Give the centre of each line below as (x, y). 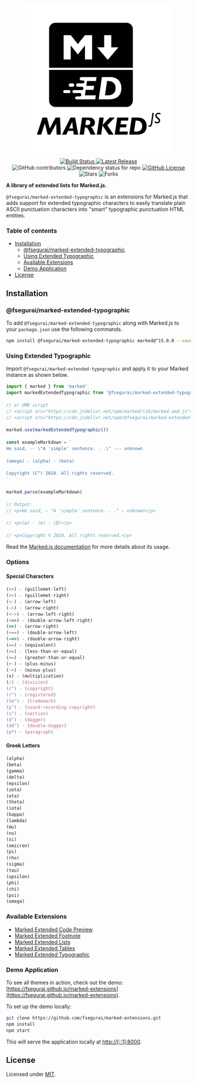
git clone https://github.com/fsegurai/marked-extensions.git (84, 1018)
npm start (18, 1030)
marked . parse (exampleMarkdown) (44, 492)
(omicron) (18, 846)
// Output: (19, 504)
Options (18, 562)
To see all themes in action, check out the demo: (64, 982)
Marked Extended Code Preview (54, 929)
